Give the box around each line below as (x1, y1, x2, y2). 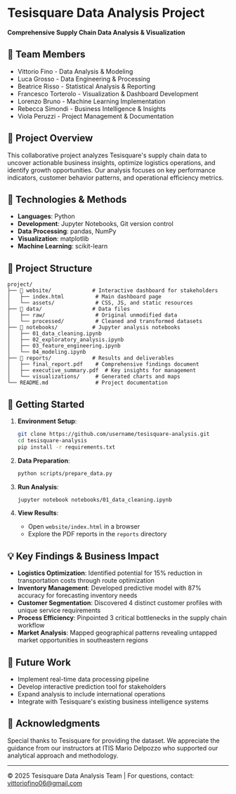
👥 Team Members (7, 48, 86, 60)
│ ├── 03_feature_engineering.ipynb (7, 343, 121, 350)
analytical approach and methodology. (7, 751, 119, 760)
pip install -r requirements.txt (17, 444, 116, 451)
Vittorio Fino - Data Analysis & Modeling (17, 67, 133, 75)
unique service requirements (17, 606, 101, 615)
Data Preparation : (17, 456, 70, 465)
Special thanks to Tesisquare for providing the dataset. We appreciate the (7, 736, 220, 745)
